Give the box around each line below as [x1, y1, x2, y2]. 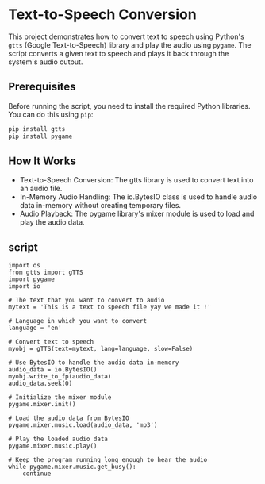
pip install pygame [8, 133, 73, 140]
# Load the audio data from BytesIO [8, 414, 129, 422]
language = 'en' [8, 324, 62, 332]
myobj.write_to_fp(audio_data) [8, 373, 112, 381]
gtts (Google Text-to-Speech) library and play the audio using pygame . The [8, 40, 252, 49]
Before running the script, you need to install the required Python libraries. [8, 101, 251, 110]
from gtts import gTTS [8, 268, 83, 277]
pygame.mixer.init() [8, 401, 77, 409]
